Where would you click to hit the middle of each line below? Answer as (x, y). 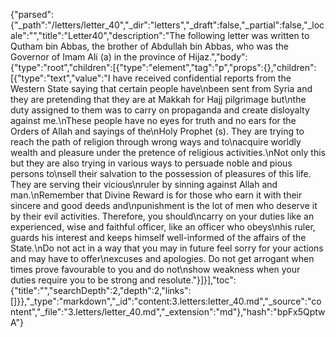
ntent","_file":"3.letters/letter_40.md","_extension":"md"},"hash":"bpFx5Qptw (168, 312)
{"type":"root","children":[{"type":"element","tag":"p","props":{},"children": (163, 67)
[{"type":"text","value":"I (60, 78)
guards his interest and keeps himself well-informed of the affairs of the (158, 237)
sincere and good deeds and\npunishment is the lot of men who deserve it (164, 205)
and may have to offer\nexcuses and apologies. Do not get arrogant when (162, 258)
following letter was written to (248, 35)
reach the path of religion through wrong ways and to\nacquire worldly (156, 142)
